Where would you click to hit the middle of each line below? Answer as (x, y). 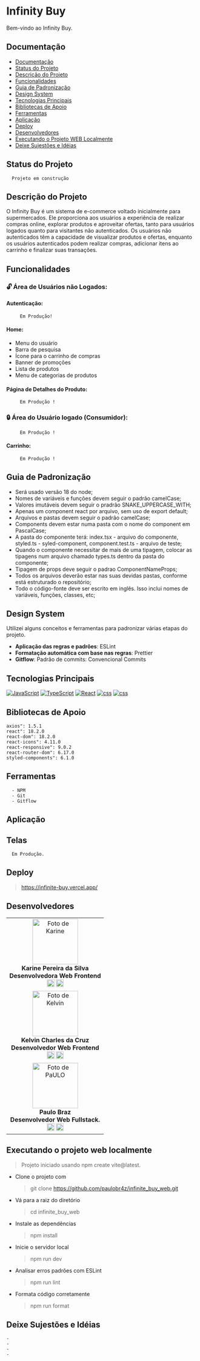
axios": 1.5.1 (24, 726)
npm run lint (45, 1282)
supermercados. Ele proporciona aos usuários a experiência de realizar (95, 218)
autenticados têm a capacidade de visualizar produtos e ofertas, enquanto (99, 237)
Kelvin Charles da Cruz (55, 1040)
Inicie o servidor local (42, 1247)
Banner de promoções (43, 362)
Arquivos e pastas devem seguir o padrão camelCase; (82, 517)
